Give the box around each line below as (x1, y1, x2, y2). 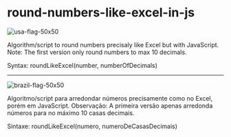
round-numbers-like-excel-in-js (7, 5, 195, 21)
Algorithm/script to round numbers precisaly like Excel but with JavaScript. (7, 40, 219, 49)
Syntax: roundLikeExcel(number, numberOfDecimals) (7, 61, 158, 69)
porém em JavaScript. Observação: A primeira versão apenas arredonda (7, 101, 213, 110)
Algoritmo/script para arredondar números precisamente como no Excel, (7, 94, 213, 102)
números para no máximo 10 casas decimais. (7, 108, 135, 117)
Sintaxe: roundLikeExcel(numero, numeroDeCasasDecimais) (7, 122, 177, 130)
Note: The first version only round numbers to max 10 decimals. (7, 48, 187, 56)
